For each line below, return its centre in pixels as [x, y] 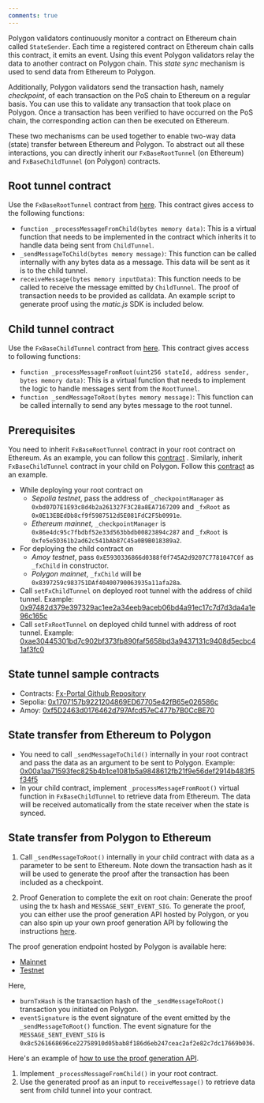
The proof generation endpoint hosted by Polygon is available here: [117, 946]
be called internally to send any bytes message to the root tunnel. [126, 406]
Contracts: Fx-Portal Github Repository [83, 693]
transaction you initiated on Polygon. [79, 1009]
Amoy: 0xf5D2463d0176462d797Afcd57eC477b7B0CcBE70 [117, 710]
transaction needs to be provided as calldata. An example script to [127, 296]
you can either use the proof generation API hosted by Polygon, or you [134, 914]
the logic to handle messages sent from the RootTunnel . [110, 389]
